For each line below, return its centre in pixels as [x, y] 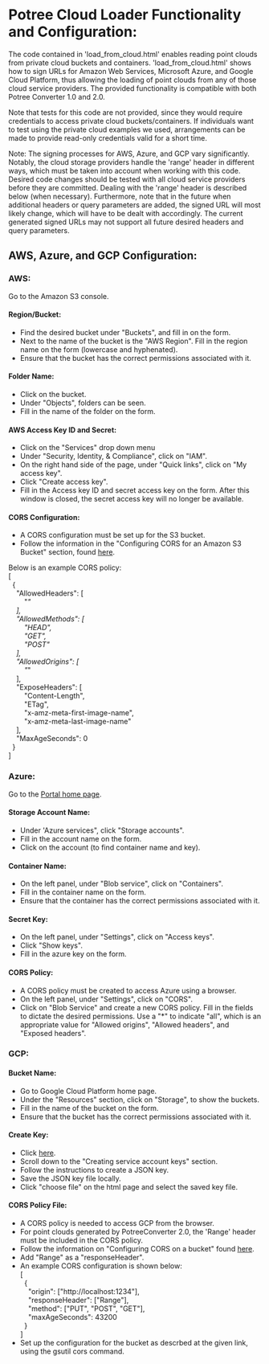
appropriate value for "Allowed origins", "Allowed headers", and [124, 1024]
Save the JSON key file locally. [71, 1178]
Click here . [38, 1153]
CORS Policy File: [38, 1205]
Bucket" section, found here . [67, 552]
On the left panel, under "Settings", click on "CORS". [106, 999]
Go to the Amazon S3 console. [59, 296]
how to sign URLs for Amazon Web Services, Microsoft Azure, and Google [131, 71]
